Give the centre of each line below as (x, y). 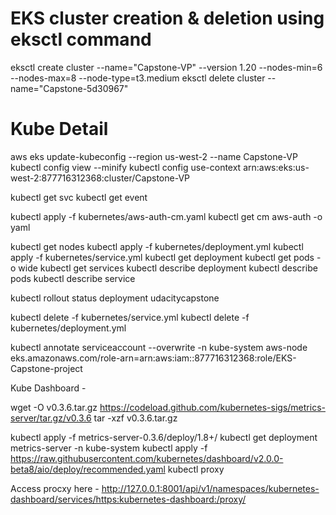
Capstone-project (46, 368)
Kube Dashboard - (48, 388)
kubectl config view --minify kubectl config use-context (126, 167)
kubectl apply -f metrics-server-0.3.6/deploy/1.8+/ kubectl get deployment (164, 437)
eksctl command (81, 39)
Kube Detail (59, 129)
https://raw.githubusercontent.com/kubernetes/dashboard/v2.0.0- (147, 458)
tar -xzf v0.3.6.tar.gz (135, 418)
